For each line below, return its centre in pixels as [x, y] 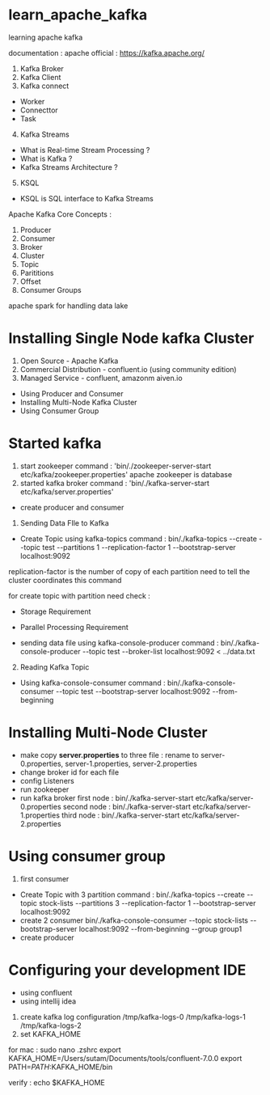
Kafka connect [44, 86]
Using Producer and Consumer [72, 393]
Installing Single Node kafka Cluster [131, 338]
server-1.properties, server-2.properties [131, 763]
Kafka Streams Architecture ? [69, 167]
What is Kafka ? [46, 159]
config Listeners [47, 780]
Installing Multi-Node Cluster [108, 733]
